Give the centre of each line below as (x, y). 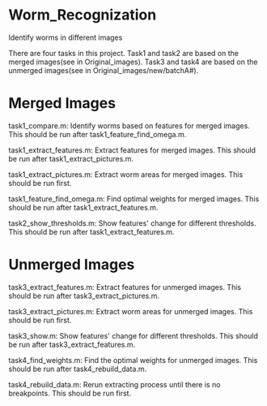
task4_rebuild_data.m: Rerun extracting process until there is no (114, 384)
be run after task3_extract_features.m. (72, 344)
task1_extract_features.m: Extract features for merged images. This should (132, 150)
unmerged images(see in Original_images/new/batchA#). (104, 70)
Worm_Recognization (83, 15)
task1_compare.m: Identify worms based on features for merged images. (129, 125)
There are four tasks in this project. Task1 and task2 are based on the (123, 53)
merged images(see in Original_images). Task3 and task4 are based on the (133, 62)
